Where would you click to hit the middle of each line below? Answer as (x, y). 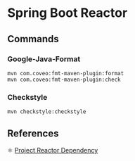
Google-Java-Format (44, 59)
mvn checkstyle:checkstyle (47, 112)
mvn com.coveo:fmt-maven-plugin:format (66, 73)
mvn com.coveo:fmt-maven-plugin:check (64, 79)
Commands (33, 39)
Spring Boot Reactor (67, 13)
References (33, 133)
